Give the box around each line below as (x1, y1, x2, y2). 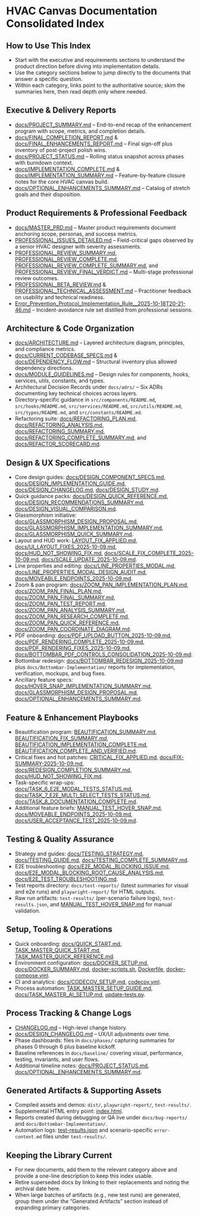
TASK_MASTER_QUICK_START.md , (14, 946, 101, 954)
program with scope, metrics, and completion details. (14, 127, 146, 135)
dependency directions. (14, 365, 73, 372)
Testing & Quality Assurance (6, 834, 114, 845)
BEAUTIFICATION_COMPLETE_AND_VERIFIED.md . (14, 747, 137, 755)
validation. (14, 907, 40, 914)
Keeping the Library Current (6, 1150, 112, 1160)
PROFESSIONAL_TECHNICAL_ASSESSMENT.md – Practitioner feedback (14, 287, 192, 294)
